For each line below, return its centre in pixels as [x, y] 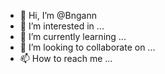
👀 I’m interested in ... [62, 26]
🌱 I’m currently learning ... [73, 36]
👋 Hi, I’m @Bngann [58, 15]
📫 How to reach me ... [66, 58]
